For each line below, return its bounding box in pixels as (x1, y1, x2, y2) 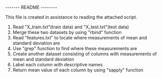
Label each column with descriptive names (12, 62, 103, 67)
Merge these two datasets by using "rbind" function (12, 29, 122, 35)
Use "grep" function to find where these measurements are (12, 46, 138, 51)
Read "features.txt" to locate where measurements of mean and (12, 35, 147, 41)
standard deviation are (12, 40, 60, 46)
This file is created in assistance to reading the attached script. (5, 14, 138, 20)
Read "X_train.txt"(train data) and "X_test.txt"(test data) (12, 24, 129, 30)
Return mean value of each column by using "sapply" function (12, 67, 144, 73)
